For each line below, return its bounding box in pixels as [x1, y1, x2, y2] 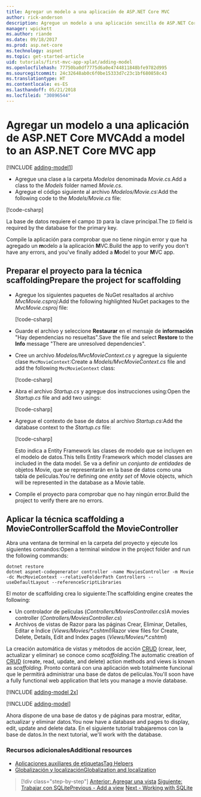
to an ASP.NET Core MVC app [6, 143, 156, 157]
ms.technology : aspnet [6, 48, 63, 54]
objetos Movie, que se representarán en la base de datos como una [14, 466, 182, 473]
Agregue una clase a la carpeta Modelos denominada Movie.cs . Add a [14, 175, 187, 182]
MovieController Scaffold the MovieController [6, 523, 178, 534]
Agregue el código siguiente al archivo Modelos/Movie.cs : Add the [14, 188, 178, 195]
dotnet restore [6, 564, 44, 570]
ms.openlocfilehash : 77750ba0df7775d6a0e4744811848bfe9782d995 [6, 64, 167, 71]
